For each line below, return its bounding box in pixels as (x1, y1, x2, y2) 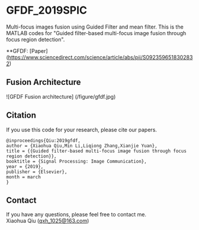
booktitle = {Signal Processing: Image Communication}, (6, 158, 147, 164)
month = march (6, 174, 41, 180)
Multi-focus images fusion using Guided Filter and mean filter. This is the (6, 23, 184, 30)
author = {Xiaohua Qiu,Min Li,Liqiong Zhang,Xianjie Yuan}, (6, 143, 158, 149)
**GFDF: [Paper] (6, 47, 49, 54)
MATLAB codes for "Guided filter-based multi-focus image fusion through (6, 29, 187, 36)
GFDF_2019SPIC (6, 4, 88, 17)
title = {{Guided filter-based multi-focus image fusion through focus (6, 148, 187, 154)
